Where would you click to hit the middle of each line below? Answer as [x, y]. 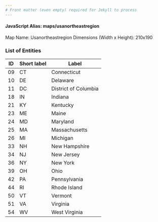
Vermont [62, 196]
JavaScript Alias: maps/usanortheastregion [52, 26]
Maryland [63, 122]
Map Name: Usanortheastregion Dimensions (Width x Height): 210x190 [79, 37]
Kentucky [63, 105]
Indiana [60, 97]
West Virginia [67, 212]
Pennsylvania [67, 179]
